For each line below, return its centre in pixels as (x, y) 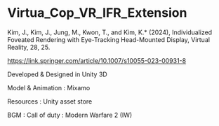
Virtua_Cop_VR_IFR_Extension (97, 13)
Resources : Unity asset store (50, 101)
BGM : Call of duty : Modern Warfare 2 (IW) (70, 115)
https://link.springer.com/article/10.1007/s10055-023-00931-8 (97, 60)
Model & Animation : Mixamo (49, 87)
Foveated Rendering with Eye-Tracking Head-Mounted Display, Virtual (109, 39)
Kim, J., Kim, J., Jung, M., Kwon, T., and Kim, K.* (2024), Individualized (110, 32)
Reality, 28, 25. (29, 47)
